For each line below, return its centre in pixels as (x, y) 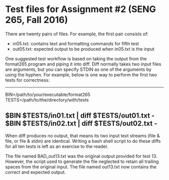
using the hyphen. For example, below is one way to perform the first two (81, 74)
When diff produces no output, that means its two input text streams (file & (82, 136)
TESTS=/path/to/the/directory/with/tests (47, 100)
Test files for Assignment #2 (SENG (80, 9)
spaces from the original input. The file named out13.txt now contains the (81, 166)
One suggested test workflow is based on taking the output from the (76, 58)
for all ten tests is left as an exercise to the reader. (57, 146)
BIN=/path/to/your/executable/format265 (48, 95)
